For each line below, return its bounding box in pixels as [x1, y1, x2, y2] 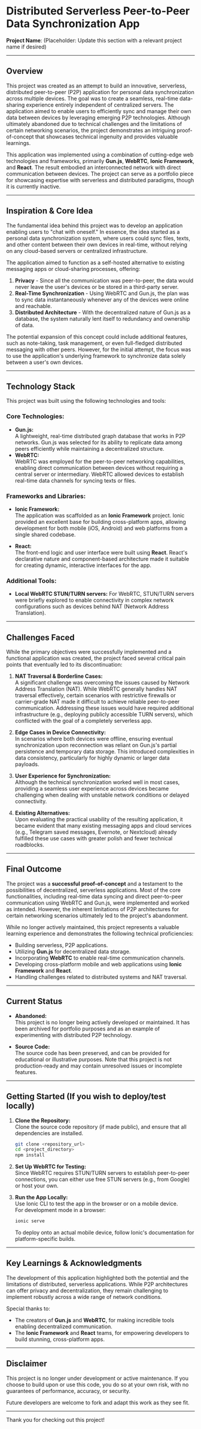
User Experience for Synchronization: [14, 772, 111, 780]
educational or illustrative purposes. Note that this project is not [14, 1056, 172, 1063]
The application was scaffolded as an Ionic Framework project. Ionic [14, 511, 185, 519]
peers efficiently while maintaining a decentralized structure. [14, 445, 165, 452]
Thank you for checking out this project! [6, 1416, 105, 1423]
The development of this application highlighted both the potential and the [6, 1274, 189, 1281]
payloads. [14, 761, 39, 768]
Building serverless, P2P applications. [14, 941, 108, 948]
